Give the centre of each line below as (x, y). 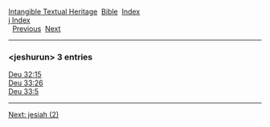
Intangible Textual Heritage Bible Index (74, 12)
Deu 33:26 (26, 83)
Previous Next (36, 29)
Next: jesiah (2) (34, 115)
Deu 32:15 (25, 75)
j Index (19, 20)
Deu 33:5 (24, 92)
